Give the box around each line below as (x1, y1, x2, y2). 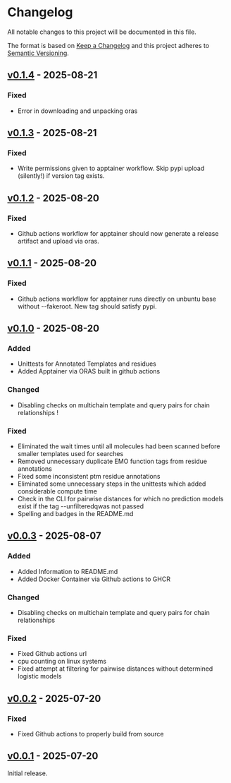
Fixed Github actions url (17, 650, 87, 658)
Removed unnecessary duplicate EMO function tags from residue (17, 457, 208, 465)
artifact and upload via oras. (17, 237, 100, 245)
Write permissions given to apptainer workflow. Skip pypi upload (17, 164, 205, 173)
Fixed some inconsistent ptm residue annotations (17, 472, 161, 480)
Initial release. (7, 769, 48, 777)
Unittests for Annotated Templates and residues (17, 359, 156, 368)
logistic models (17, 672, 62, 681)
